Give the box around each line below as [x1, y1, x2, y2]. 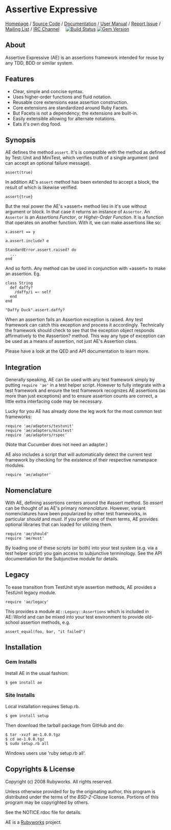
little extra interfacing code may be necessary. [5, 398, 103, 405]
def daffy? [10, 285, 33, 290]
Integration [5, 363, 42, 372]
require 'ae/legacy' [5, 599, 50, 604]
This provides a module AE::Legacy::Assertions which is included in [5, 608, 149, 615]
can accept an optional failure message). [5, 160, 91, 166]
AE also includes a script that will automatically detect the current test [5, 451, 152, 457]
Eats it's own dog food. [12, 121, 61, 127]
